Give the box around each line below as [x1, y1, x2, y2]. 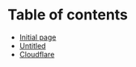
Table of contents [7, 6, 129, 24]
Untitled [19, 40, 46, 50]
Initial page [19, 32, 57, 42]
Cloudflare [19, 49, 55, 59]
